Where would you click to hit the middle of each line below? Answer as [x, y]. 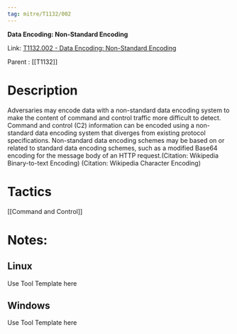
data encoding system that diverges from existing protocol [120, 133]
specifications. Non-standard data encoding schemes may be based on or [116, 140]
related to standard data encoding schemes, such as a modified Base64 [112, 148]
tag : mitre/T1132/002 [39, 14]
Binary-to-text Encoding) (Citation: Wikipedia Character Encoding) [104, 163]
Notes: [28, 240]
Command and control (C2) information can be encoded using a [101, 125]
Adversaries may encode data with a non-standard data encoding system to [118, 110]
